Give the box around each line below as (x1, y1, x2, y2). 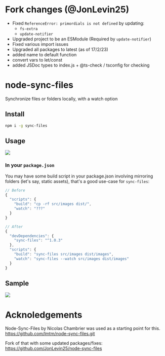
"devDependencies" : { (9, 233, 54, 238)
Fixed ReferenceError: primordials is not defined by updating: (12, 20, 145, 26)
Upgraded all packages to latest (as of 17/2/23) (12, 46, 109, 52)
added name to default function (12, 51, 77, 58)
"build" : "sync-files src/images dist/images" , (14, 252, 114, 257)
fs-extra (19, 26, 38, 31)
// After (5, 224, 23, 229)
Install (5, 110, 25, 118)
